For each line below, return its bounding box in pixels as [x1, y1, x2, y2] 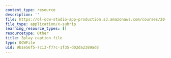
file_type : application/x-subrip [5, 21, 76, 27]
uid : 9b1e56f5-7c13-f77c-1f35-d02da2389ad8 [5, 45, 99, 50]
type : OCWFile [5, 40, 36, 45]
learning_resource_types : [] [5, 26, 67, 31]
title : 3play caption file [5, 36, 63, 41]
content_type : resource [5, 7, 56, 13]
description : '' [5, 12, 40, 17]
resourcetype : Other [5, 31, 49, 36]
